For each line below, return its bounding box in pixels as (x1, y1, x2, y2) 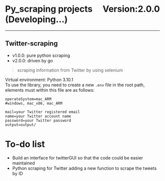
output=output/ (5, 122, 36, 127)
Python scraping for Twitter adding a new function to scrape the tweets (12, 165, 157, 171)
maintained (12, 160, 35, 166)
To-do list (5, 138, 45, 150)
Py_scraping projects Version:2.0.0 (5, 3, 160, 15)
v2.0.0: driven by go (12, 57, 53, 63)
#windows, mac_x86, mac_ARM (5, 101, 63, 106)
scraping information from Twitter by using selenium (17, 67, 123, 73)
